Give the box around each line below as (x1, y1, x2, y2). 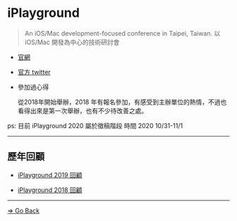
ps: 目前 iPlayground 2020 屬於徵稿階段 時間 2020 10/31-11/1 (7, 121, 183, 130)
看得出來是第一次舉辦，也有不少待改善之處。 (17, 106, 148, 115)
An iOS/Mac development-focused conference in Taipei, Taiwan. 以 (24, 29, 221, 37)
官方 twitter (17, 68, 51, 76)
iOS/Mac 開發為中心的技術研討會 (24, 37, 120, 46)
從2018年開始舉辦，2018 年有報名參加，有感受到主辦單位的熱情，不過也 (17, 97, 227, 106)
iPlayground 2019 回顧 (17, 170, 83, 179)
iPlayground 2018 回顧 (17, 185, 83, 194)
